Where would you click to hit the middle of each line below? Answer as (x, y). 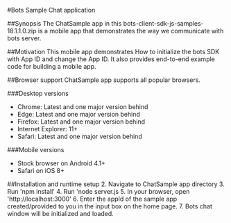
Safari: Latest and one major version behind (79, 136)
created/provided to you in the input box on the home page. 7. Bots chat (110, 206)
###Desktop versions (38, 93)
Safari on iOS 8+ (41, 171)
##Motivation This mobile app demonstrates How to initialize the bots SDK (113, 52)
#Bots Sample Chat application (51, 10)
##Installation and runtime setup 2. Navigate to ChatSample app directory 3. (116, 184)
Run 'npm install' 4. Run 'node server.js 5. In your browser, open (99, 191)
